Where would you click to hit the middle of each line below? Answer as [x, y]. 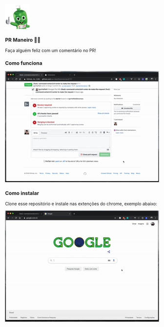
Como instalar [22, 193]
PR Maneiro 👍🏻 [23, 40]
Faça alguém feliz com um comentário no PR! [51, 50]
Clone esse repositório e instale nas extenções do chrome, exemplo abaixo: [81, 204]
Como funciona [24, 63]
